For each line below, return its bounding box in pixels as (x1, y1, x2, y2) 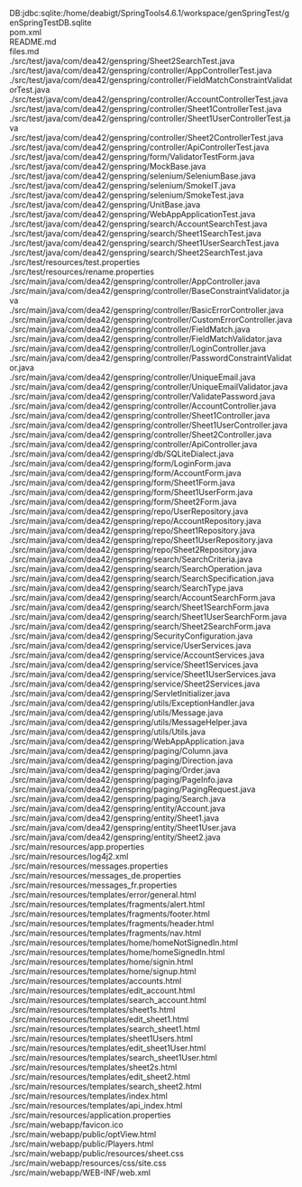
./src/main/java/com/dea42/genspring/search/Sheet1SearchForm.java (9, 602, 270, 612)
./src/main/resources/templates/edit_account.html (9, 985, 196, 996)
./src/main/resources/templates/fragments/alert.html (9, 899, 206, 909)
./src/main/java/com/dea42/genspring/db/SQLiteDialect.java (9, 448, 234, 459)
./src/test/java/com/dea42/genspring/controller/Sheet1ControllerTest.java (9, 104, 282, 114)
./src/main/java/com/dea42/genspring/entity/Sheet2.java (9, 832, 221, 842)
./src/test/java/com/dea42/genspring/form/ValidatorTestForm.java (9, 152, 255, 161)
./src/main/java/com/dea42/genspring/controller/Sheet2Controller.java (9, 429, 272, 440)
